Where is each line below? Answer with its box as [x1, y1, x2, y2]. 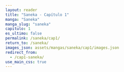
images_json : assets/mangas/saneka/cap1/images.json [5, 45, 119, 50]
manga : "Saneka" [5, 17, 40, 22]
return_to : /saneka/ [5, 41, 49, 46]
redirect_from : [5, 50, 38, 55]
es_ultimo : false [5, 31, 42, 36]
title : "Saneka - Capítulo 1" [5, 12, 70, 17]
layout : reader [5, 7, 38, 13]
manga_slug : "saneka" [5, 21, 51, 27]
